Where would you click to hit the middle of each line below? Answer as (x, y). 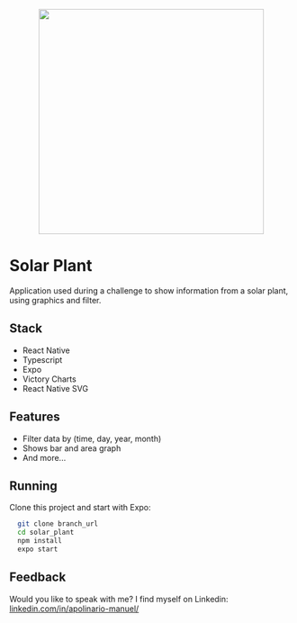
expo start (38, 549)
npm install (40, 541)
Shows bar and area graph (72, 448)
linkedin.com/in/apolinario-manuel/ (74, 609)
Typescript (42, 359)
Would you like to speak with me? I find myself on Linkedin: (119, 599)
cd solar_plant (46, 533)
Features (35, 417)
